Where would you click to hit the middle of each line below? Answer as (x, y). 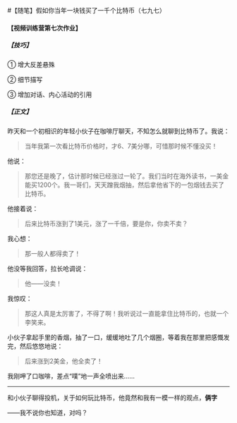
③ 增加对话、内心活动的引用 (50, 94)
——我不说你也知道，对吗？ (48, 412)
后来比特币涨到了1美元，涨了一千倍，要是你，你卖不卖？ (106, 223)
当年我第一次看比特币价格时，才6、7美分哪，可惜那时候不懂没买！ (121, 146)
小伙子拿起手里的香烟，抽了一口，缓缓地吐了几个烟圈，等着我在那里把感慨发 (119, 337)
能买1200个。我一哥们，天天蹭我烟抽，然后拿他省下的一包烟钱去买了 (124, 185)
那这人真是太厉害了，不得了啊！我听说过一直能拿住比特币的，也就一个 (127, 313)
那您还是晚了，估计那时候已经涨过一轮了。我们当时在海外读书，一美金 (127, 176)
